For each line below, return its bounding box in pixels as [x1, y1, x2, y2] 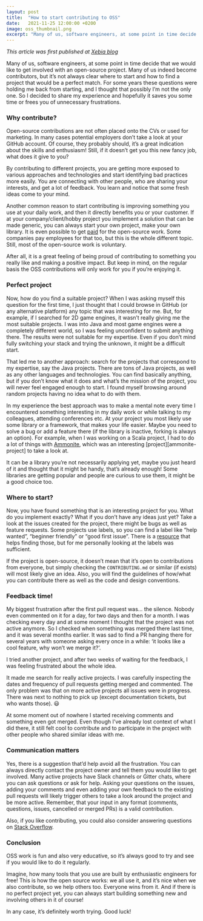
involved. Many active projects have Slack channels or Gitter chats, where [6, 772, 191, 780]
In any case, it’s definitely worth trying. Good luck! [6, 908, 131, 915]
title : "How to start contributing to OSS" [6, 15, 121, 21]
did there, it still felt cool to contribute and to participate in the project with [6, 725, 192, 732]
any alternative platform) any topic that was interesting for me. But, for [6, 307, 182, 315]
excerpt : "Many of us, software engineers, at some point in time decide [6, 32, 197, 38]
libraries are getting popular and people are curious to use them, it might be [6, 471, 195, 479]
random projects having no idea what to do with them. [6, 390, 141, 397]
